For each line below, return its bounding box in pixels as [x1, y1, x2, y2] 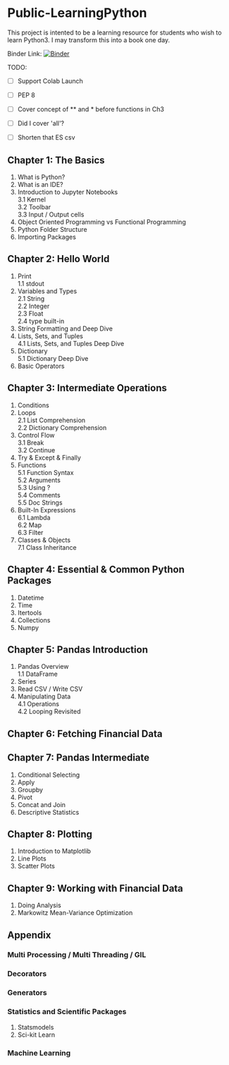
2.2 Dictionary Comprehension [17, 423, 107, 431]
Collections [17, 615, 51, 624]
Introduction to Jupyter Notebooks [17, 188, 118, 197]
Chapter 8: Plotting [7, 828, 93, 840]
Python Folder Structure [17, 226, 87, 234]
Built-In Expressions [17, 505, 76, 514]
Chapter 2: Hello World [7, 253, 110, 265]
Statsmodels [17, 1023, 54, 1031]
